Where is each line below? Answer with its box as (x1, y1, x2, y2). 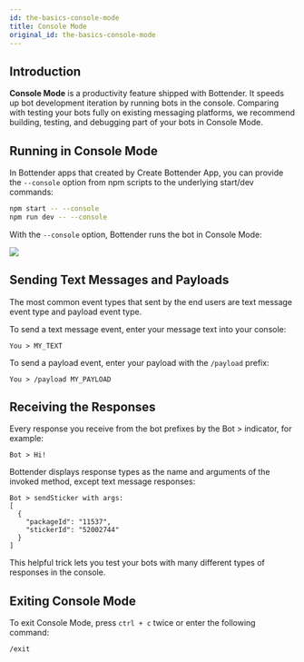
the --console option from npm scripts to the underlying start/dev (9, 177, 254, 187)
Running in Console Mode (9, 143, 159, 159)
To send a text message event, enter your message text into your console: (9, 323, 287, 334)
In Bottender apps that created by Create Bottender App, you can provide (9, 167, 284, 178)
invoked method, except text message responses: (9, 476, 196, 487)
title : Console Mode (9, 22, 88, 31)
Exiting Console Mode (9, 593, 136, 608)
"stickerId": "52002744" (25, 526, 120, 535)
